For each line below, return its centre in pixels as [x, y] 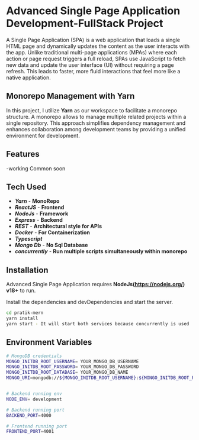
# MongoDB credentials [34, 356]
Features [23, 154]
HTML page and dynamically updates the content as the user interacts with [98, 46]
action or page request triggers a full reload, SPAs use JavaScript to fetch [96, 59]
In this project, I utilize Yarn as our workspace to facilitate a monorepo [92, 110]
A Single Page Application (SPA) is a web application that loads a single [93, 40]
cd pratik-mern [25, 313]
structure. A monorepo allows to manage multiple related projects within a [96, 117]
